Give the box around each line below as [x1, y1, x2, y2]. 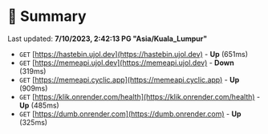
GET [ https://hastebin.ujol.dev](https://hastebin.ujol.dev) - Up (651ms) [18, 49, 249, 59]
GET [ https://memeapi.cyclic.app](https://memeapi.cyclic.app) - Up [18, 75, 240, 84]
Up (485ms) [18, 100, 59, 110]
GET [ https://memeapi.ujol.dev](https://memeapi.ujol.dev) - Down [18, 58, 234, 67]
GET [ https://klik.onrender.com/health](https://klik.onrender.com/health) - [18, 91, 261, 101]
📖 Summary [7, 7, 87, 26]
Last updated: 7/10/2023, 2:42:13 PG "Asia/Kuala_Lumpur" [7, 34, 208, 43]
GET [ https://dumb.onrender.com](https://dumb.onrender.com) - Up [18, 108, 242, 119]
